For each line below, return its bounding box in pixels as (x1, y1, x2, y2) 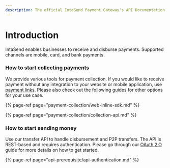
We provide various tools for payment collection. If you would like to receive (5, 76, 164, 82)
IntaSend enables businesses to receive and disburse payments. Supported (5, 46, 164, 52)
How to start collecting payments (5, 64, 90, 71)
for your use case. (5, 92, 44, 98)
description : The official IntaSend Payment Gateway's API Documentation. (5, 7, 167, 13)
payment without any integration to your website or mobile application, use (5, 81, 162, 87)
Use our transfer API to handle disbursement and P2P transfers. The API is (5, 136, 161, 143)
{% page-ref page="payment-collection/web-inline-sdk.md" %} (5, 102, 140, 108)
